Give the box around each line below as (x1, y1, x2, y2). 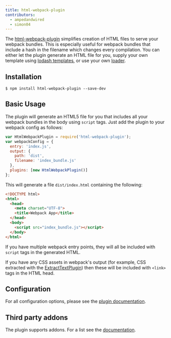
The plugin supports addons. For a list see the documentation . (5, 327, 136, 333)
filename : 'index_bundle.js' (14, 158, 77, 163)
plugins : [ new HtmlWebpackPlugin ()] (10, 167, 88, 173)
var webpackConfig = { (5, 139, 54, 144)
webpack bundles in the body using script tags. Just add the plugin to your (5, 119, 165, 125)
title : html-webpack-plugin (5, 7, 65, 13)
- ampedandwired (10, 17, 44, 22)
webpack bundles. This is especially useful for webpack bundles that (5, 41, 151, 48)
